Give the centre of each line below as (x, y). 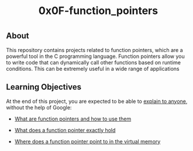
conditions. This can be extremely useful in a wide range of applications (93, 68)
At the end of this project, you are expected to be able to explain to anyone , (97, 101)
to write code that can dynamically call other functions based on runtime (94, 62)
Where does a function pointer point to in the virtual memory (87, 141)
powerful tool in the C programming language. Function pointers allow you (96, 56)
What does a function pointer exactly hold (65, 130)
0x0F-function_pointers (98, 11)
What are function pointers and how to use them (73, 119)
